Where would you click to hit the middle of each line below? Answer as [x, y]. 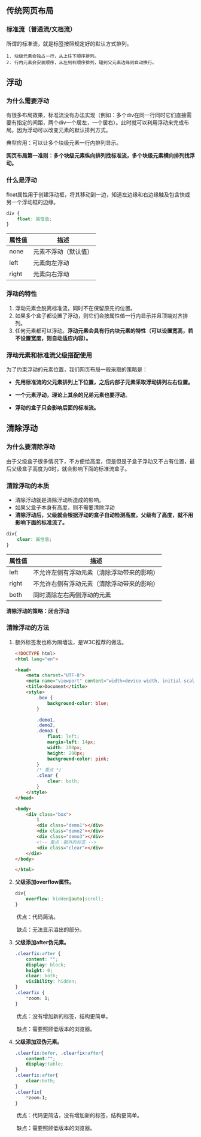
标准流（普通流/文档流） [41, 29]
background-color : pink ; [78, 759]
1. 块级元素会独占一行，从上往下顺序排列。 [53, 56]
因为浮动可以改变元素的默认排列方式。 [64, 130]
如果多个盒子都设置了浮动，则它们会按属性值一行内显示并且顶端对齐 [99, 315]
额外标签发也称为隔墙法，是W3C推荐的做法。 [71, 642]
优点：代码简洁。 [37, 917]
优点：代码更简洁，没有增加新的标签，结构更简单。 [79, 1115]
